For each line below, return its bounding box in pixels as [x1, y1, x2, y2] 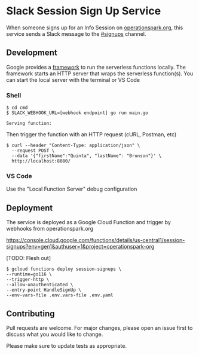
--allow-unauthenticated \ [6, 282, 74, 288]
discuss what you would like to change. [6, 330, 103, 338]
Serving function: [6, 121, 52, 127]
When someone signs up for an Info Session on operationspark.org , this [6, 24, 183, 31]
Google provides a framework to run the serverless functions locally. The [6, 63, 186, 71]
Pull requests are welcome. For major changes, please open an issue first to [6, 324, 193, 331]
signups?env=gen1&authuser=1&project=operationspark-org [6, 243, 155, 250]
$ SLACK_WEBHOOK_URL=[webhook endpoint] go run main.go [6, 110, 148, 116]
